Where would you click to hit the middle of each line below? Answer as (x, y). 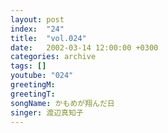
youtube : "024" (42, 76)
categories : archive (53, 57)
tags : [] (28, 66)
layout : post (37, 19)
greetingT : (33, 94)
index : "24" (37, 29)
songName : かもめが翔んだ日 (62, 103)
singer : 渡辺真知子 (47, 112)
